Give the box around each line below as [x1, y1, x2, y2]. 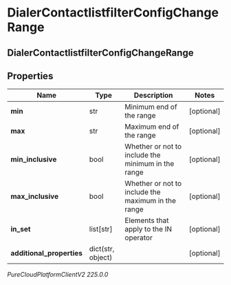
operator [124, 233, 153, 242]
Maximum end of [124, 122, 179, 131]
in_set [10, 224, 31, 234]
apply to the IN [124, 224, 173, 234]
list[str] [89, 224, 113, 234]
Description [133, 91, 173, 101]
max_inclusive [10, 191, 59, 201]
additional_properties [10, 249, 82, 258]
